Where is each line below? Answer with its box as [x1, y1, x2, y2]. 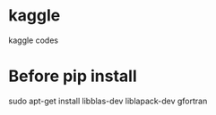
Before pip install [8, 66, 137, 86]
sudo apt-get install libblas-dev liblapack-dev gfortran [8, 95, 208, 106]
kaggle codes [8, 35, 59, 45]
